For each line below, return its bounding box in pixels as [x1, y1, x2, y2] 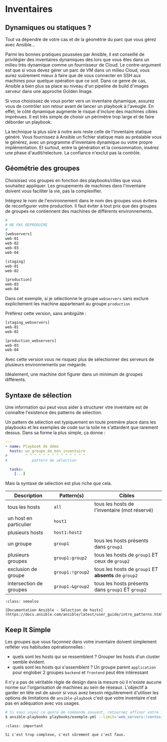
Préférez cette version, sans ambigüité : [5, 311, 87, 317]
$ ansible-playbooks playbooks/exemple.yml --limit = [5, 714, 117, 719]
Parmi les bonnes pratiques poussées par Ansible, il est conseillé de [5, 51, 145, 57]
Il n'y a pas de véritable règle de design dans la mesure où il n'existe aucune [5, 679, 162, 685]
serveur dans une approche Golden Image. [5, 88, 93, 94]
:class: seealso [5, 599, 39, 604]
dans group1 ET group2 [94, 586, 147, 593]
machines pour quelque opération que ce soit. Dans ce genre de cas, [5, 78, 147, 83]
